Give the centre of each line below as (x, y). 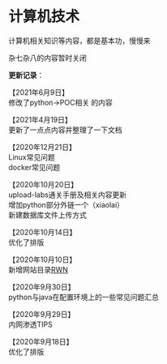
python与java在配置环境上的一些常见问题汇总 (84, 297)
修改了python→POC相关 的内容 (61, 102)
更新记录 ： (26, 75)
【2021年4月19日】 (41, 119)
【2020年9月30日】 (42, 287)
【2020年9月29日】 (42, 314)
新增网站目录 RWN (39, 269)
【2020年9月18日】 (41, 341)
